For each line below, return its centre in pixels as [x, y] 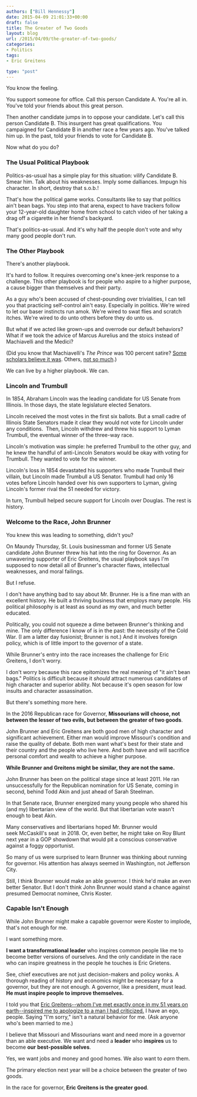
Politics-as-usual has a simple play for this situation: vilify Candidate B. [92, 175]
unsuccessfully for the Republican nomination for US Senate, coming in [93, 785]
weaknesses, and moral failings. [45, 571]
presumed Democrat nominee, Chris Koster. [59, 893]
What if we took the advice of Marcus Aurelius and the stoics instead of [93, 335]
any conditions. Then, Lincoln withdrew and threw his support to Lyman [94, 429]
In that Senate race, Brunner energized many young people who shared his [97, 803]
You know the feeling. [32, 88]
